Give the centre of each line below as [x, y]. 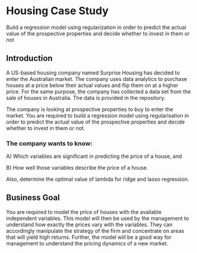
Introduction [29, 58]
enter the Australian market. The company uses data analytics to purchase [97, 79]
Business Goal [33, 198]
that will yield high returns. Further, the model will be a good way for [89, 237]
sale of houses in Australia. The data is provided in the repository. [86, 98]
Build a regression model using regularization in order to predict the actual [96, 27]
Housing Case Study [58, 11]
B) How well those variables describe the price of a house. [77, 168]
